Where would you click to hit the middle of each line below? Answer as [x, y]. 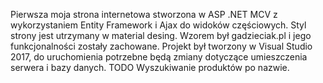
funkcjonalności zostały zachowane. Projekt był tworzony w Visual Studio [161, 46]
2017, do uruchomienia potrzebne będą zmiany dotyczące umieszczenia [159, 57]
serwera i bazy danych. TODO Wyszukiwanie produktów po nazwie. [150, 67]
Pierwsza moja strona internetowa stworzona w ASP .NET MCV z [144, 14]
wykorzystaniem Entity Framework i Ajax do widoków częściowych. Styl [158, 25]
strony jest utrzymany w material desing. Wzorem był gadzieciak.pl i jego [161, 35]
